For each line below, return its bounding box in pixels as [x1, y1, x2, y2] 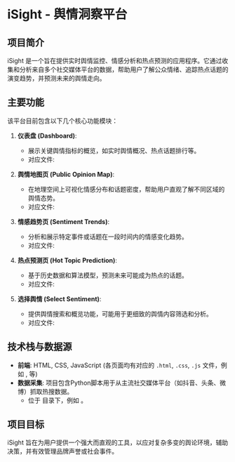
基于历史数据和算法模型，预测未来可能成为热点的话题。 [27, 271, 188, 279]
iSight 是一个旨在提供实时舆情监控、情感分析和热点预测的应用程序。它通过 [7, 57, 222, 65]
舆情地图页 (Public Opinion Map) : [17, 170, 114, 178]
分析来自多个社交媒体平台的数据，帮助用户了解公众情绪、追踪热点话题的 [19, 65, 229, 74]
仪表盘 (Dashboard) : [17, 131, 77, 140]
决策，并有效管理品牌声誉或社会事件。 [7, 447, 118, 456]
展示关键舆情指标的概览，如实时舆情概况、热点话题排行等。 [27, 146, 201, 154]
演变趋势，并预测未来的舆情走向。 [7, 74, 106, 82]
